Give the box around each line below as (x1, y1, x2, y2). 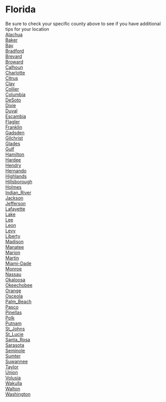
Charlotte (5, 69, 25, 75)
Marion (5, 249, 21, 255)
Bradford (5, 48, 24, 54)
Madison (5, 238, 24, 245)
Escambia (5, 113, 26, 119)
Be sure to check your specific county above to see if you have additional (5, 21, 161, 27)
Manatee (5, 244, 24, 250)
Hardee (5, 156, 22, 163)
